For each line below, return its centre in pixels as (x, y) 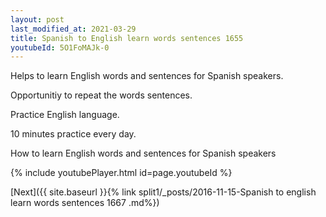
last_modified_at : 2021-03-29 (73, 29)
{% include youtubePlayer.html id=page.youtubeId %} (121, 173)
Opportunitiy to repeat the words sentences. (101, 95)
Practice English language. (65, 115)
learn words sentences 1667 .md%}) (85, 203)
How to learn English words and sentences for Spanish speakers (143, 153)
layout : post (37, 19)
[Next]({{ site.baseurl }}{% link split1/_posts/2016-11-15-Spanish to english (163, 192)
